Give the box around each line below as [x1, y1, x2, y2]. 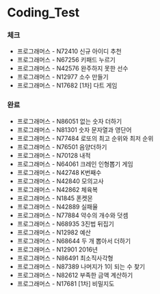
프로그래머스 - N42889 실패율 [16, 202, 98, 211]
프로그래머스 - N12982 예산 [16, 228, 91, 237]
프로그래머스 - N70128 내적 [16, 151, 91, 159]
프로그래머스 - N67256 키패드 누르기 [16, 56, 116, 64]
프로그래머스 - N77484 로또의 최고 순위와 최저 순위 [16, 134, 154, 142]
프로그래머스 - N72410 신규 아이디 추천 [16, 47, 122, 55]
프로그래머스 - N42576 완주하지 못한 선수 [16, 64, 129, 72]
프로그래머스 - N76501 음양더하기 [16, 142, 107, 151]
